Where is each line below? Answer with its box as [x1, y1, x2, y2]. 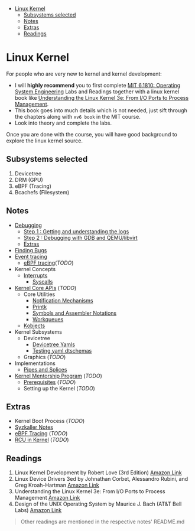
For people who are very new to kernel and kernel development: [6, 70, 162, 77]
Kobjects [23, 322, 45, 329]
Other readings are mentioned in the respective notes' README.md [20, 518, 185, 525]
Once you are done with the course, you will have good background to [6, 131, 177, 138]
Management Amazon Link [14, 494, 80, 501]
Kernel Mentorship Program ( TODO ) [14, 372, 102, 379]
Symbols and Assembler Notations [32, 310, 117, 317]
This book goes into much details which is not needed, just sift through [14, 106, 187, 114]
